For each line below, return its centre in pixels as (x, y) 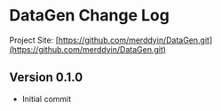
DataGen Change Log (90, 16)
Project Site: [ (34, 40)
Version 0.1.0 (46, 78)
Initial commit (47, 99)
